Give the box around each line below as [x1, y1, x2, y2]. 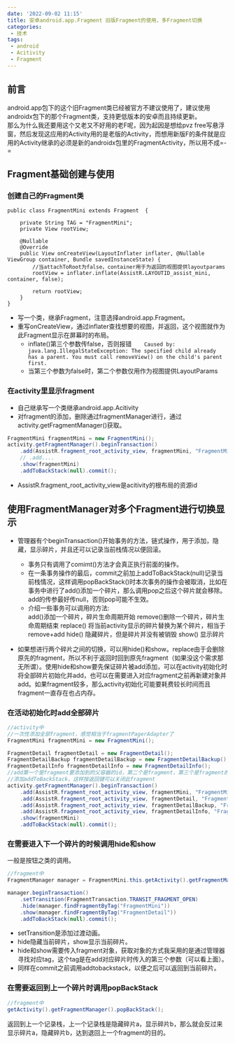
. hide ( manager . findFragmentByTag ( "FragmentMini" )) [20, 902, 171, 910]
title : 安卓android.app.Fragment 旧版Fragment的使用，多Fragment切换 [7, 17, 203, 24]
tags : [7, 36, 23, 43]
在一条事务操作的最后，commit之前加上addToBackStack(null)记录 [27, 568, 218, 577]
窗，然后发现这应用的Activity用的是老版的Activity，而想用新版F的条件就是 [7, 129, 220, 138]
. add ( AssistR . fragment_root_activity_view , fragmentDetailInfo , [20, 808, 211, 815]
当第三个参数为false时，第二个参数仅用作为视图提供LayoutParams [27, 367, 218, 375]
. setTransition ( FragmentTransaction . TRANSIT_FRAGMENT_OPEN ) [20, 896, 199, 903]
